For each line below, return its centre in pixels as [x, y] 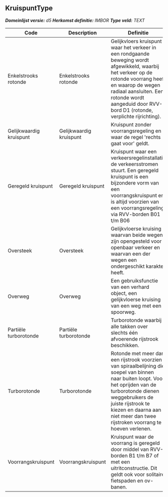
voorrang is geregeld [135, 443]
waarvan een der [131, 254]
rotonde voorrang [131, 79]
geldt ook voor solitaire [138, 474]
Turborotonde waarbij [136, 320]
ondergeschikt [128, 266]
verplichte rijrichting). [136, 116]
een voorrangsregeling [137, 208]
